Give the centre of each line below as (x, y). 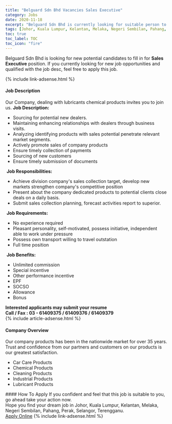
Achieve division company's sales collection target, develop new (81, 181)
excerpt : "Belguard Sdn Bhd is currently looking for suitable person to (86, 24)
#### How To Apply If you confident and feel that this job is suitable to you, (85, 394)
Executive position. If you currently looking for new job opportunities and (83, 63)
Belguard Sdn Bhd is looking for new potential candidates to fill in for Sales (84, 58)
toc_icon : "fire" (24, 44)
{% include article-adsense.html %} (43, 318)
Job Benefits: (21, 254)
